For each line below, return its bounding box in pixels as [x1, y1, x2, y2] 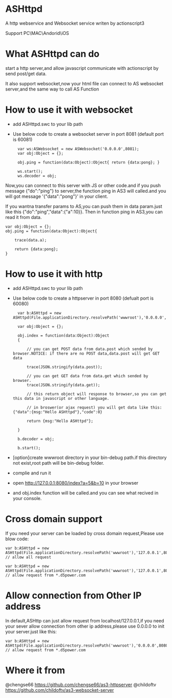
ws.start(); [17, 169, 43, 174]
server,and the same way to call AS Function [5, 86, 99, 92]
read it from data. [5, 214, 42, 220]
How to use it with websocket [5, 104, 133, 116]
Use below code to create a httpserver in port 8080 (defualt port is [12, 295, 154, 301]
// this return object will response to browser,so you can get [26, 391, 167, 396]
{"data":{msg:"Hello [12, 409, 57, 414]
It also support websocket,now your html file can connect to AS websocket [5, 80, 164, 86]
